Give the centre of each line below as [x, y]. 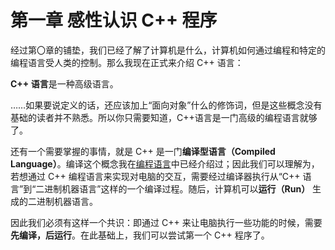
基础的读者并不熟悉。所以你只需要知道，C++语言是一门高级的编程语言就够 [164, 117]
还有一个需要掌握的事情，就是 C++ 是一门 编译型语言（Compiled [143, 151]
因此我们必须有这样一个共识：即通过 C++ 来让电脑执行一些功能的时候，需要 [166, 222]
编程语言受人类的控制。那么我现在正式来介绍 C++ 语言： [127, 62]
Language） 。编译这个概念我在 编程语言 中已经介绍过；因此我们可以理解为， [165, 163]
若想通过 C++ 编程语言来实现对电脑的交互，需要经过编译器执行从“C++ [155, 176]
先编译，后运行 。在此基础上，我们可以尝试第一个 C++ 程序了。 [140, 235]
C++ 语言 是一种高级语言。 [64, 83]
